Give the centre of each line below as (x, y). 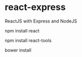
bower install (18, 50)
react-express (35, 7)
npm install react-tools (28, 40)
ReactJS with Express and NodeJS (41, 21)
